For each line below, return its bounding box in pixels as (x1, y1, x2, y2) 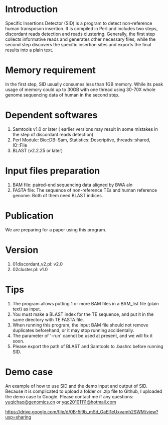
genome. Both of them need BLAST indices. (12, 192, 103, 198)
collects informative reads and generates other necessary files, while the (5, 36, 156, 42)
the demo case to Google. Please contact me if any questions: (5, 393, 134, 399)
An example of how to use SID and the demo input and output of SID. (5, 383, 148, 389)
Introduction (5, 4, 58, 15)
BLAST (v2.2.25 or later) (12, 147, 63, 153)
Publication (5, 210, 54, 221)
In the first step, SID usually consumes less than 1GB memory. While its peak (5, 81, 163, 87)
